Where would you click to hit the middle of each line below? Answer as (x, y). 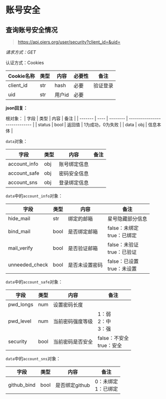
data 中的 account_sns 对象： (33, 359)
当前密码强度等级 (73, 321)
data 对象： (17, 141)
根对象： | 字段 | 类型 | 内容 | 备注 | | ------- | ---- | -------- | (67, 118)
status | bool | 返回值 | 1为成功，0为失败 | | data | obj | (92, 125)
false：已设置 (123, 261)
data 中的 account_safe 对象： (34, 282)
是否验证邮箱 (83, 248)
